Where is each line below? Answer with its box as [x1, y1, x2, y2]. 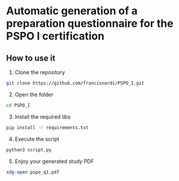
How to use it [6, 53, 56, 63]
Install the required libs [14, 113, 71, 120]
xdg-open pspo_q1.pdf [6, 169, 60, 175]
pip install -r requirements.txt [6, 125, 89, 131]
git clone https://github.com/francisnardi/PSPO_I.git [6, 80, 145, 86]
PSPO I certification [6, 30, 105, 43]
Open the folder [14, 91, 53, 98]
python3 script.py [6, 147, 52, 153]
